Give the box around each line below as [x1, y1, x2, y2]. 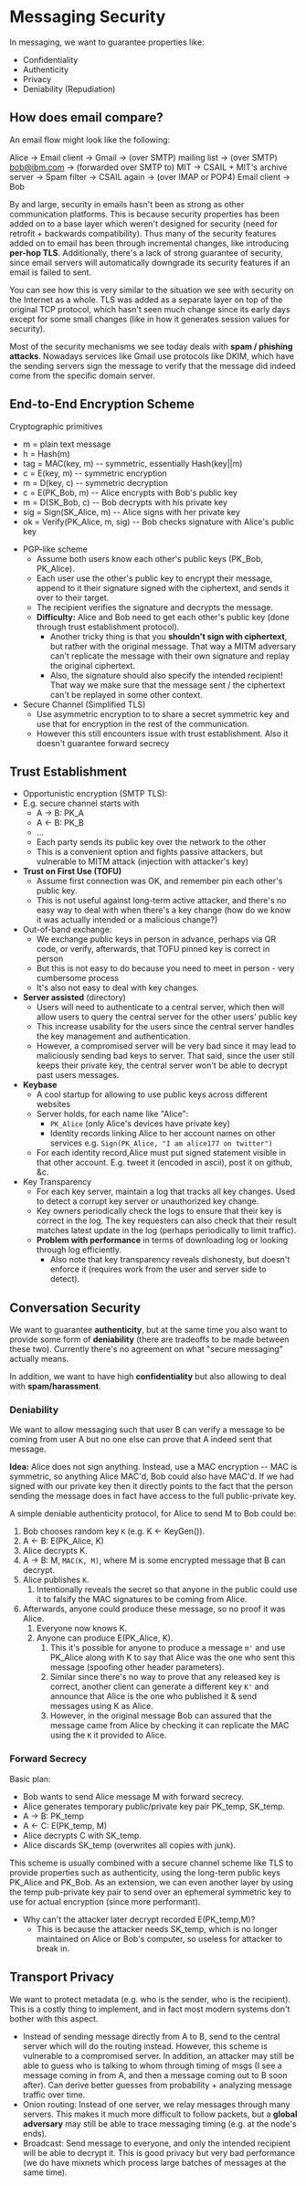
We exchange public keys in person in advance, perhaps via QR [36, 934, 277, 945]
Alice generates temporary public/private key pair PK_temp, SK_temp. [22, 1801, 286, 1811]
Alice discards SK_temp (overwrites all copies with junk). [22, 1839, 237, 1851]
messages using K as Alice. [49, 1701, 153, 1712]
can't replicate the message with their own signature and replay [49, 650, 290, 661]
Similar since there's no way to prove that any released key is [49, 1672, 280, 1683]
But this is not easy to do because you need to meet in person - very [36, 963, 295, 974]
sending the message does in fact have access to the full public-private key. [9, 1491, 297, 1502]
